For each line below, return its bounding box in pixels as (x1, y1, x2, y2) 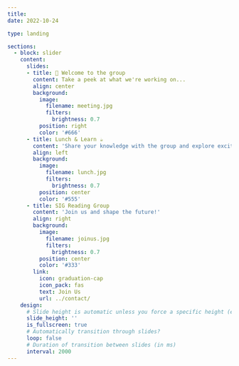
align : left (33, 149, 69, 156)
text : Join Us (38, 288, 81, 295)
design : (20, 301, 43, 309)
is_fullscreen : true (26, 322, 87, 329)
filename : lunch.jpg (45, 169, 107, 176)
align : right (33, 215, 72, 223)
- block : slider (14, 49, 62, 57)
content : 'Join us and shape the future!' (33, 208, 161, 216)
